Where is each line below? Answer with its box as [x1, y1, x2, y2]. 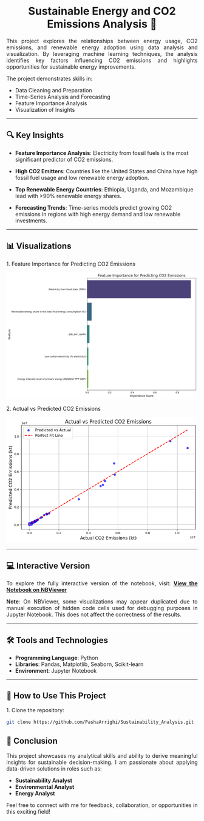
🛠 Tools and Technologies [6, 635, 108, 645]
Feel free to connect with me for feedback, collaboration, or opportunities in [6, 801, 198, 809]
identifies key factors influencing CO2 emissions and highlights [6, 57, 198, 64]
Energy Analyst [15, 789, 55, 797]
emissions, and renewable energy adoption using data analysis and [6, 44, 198, 51]
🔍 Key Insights [6, 130, 64, 140]
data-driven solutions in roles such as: [6, 764, 102, 772]
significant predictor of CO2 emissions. [15, 156, 114, 163]
